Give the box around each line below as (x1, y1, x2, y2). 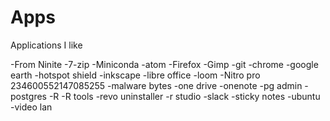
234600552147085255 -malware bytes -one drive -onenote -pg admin (10, 79, 303, 91)
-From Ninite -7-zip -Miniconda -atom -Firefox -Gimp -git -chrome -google (10, 58, 319, 70)
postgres (10, 90, 47, 102)
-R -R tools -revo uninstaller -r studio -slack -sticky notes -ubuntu (48, 90, 321, 102)
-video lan (10, 101, 53, 113)
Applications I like (10, 39, 83, 51)
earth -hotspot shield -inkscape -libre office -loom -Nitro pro (10, 69, 261, 81)
